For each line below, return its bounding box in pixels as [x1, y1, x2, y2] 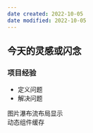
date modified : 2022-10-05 [7, 17, 87, 24]
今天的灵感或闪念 [7, 45, 82, 57]
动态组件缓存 [7, 118, 44, 127]
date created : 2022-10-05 [7, 10, 83, 18]
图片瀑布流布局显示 [7, 109, 63, 117]
